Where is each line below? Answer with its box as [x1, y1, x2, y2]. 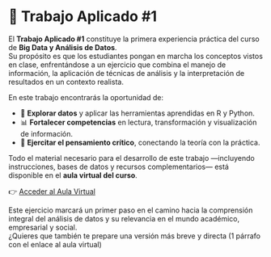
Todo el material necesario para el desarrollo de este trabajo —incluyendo [8, 153, 255, 162]
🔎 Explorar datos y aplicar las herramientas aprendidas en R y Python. [19, 108, 255, 118]
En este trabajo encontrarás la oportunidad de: [8, 92, 164, 102]
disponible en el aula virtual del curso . [8, 170, 138, 180]
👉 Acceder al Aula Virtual [8, 186, 95, 196]
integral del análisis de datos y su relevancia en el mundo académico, [8, 213, 240, 223]
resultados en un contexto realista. [8, 77, 124, 86]
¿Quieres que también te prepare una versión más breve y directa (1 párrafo [8, 230, 261, 241]
